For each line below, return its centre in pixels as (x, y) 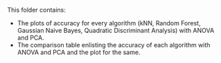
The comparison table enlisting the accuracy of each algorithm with (114, 45)
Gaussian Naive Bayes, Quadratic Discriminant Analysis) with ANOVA (116, 30)
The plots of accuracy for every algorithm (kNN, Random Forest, (109, 23)
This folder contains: (36, 10)
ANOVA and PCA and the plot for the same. (79, 52)
